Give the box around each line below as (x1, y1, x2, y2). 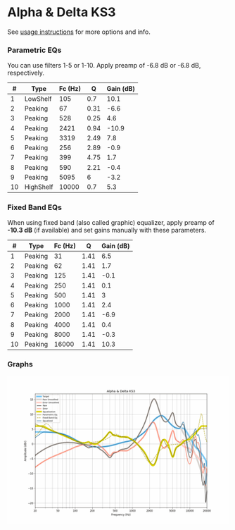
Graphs (7, 359, 33, 369)
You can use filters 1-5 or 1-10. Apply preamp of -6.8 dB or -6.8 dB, (7, 61, 201, 70)
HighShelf (24, 183, 53, 191)
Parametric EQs (7, 45, 62, 55)
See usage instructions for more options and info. (7, 27, 151, 36)
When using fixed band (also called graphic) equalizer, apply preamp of (7, 218, 215, 227)
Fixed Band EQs (7, 202, 62, 212)
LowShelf (24, 94, 52, 103)
